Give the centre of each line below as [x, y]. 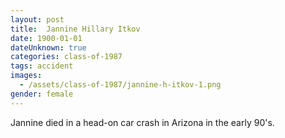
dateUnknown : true [48, 47]
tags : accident [42, 66]
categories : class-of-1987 [66, 57]
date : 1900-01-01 [46, 38]
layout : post [37, 19]
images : [26, 76]
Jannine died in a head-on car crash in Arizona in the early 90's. [142, 122]
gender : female [42, 94]
